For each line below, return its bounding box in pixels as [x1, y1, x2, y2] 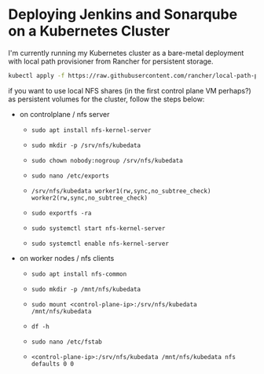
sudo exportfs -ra [31, 209, 92, 217]
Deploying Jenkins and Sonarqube [8, 5, 238, 24]
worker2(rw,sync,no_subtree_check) [31, 194, 148, 202]
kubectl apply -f [8, 71, 65, 79]
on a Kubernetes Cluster [8, 22, 170, 40]
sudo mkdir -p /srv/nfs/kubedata [31, 141, 141, 149]
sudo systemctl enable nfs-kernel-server [31, 240, 169, 247]
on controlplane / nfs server [19, 109, 110, 119]
